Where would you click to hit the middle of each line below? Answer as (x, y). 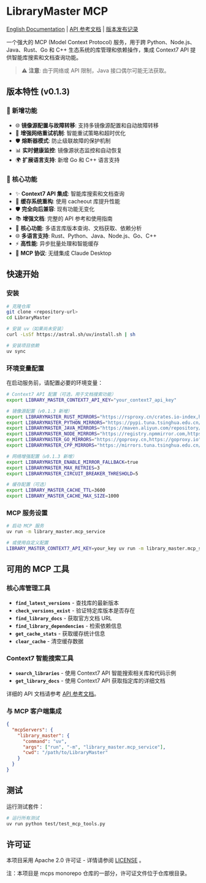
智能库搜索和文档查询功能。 (46, 57)
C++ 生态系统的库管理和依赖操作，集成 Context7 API (122, 50)
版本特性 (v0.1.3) (38, 92)
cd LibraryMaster (29, 318)
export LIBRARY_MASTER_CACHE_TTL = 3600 (56, 490)
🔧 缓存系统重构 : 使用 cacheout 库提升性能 (68, 201)
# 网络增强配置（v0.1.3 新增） (42, 456)
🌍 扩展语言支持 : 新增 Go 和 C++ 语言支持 (67, 160)
